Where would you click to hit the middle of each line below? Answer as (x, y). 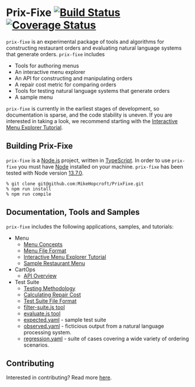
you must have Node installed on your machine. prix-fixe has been (100, 166)
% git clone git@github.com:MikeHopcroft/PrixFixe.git (75, 183)
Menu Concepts (43, 244)
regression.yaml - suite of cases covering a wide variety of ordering (106, 338)
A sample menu (34, 97)
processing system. (48, 332)
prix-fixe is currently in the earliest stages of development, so (83, 108)
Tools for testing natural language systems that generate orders (92, 91)
